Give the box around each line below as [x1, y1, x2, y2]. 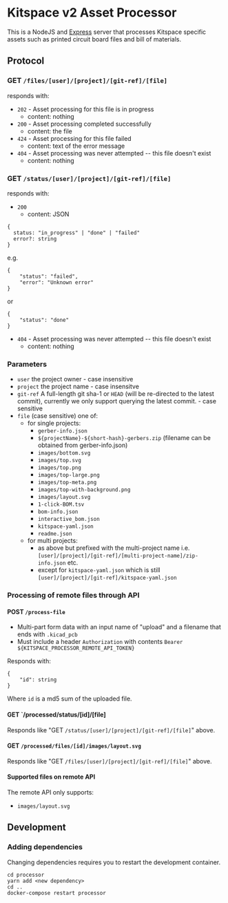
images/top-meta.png [37, 479, 97, 486]
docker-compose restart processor [7, 889, 107, 896]
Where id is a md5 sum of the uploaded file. [7, 694, 132, 703]
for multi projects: [27, 537, 78, 545]
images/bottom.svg [37, 450, 91, 457]
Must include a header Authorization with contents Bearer [17, 638, 183, 646]
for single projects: [27, 419, 81, 428]
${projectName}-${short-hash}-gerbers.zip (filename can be [37, 434, 211, 442]
